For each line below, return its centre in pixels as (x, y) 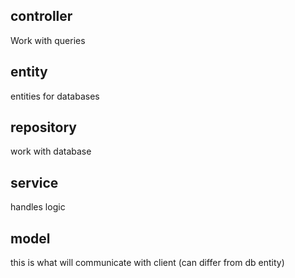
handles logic (38, 207)
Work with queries (48, 40)
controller (41, 16)
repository (44, 127)
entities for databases (55, 96)
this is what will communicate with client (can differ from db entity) (147, 263)
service (34, 182)
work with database (51, 151)
